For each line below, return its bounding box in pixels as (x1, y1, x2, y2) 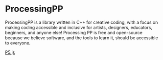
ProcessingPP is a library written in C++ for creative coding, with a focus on (5, 19, 158, 25)
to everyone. (5, 40, 31, 45)
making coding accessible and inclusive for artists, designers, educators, (5, 24, 153, 30)
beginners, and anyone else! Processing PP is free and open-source (5, 30, 143, 35)
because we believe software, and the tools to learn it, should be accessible (5, 35, 158, 41)
